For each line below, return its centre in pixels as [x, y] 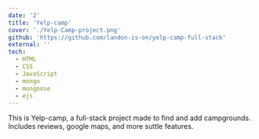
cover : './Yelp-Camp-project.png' [65, 30]
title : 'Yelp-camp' [40, 23]
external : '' [29, 45]
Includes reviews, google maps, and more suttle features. [101, 126]
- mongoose [33, 88]
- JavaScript [36, 74]
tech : [17, 52]
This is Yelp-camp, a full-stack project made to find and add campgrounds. [129, 118]
